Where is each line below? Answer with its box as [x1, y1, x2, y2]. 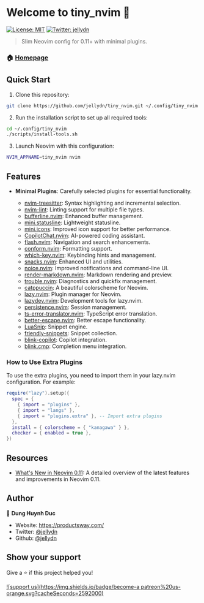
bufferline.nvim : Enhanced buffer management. [24, 212, 144, 219]
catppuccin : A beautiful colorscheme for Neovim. [24, 284, 148, 291]
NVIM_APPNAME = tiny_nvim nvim [6, 154, 81, 161]
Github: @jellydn [15, 534, 57, 542]
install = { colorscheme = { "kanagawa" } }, [12, 424, 130, 431]
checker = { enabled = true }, [12, 430, 92, 436]
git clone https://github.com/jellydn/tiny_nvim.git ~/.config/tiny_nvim [6, 102, 199, 109]
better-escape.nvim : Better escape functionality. [24, 316, 147, 324]
